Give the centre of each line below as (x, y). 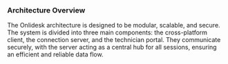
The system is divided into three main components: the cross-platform (107, 32)
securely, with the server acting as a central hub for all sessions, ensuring (112, 47)
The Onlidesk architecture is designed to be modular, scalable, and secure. (114, 25)
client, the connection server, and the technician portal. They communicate (114, 40)
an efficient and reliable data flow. (55, 54)
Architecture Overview (46, 10)
